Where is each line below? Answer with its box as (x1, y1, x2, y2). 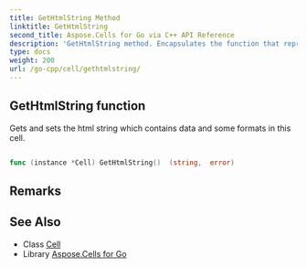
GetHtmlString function (9, 98, 146, 114)
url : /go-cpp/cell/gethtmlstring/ (9, 65, 142, 74)
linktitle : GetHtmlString (9, 22, 108, 31)
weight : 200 (9, 56, 55, 65)
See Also (9, 214, 61, 230)
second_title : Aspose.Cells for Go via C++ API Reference (9, 30, 235, 39)
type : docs (9, 48, 51, 57)
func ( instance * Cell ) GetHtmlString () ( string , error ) (9, 157, 235, 167)
